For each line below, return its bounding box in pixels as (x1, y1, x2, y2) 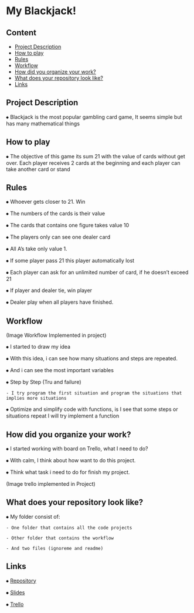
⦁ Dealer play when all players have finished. (6, 299, 114, 306)
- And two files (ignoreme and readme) (6, 545, 104, 551)
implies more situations (6, 396, 67, 402)
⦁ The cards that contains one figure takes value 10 (6, 222, 130, 229)
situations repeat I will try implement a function (6, 412, 120, 419)
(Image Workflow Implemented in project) (6, 332, 107, 339)
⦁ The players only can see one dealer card (6, 234, 110, 241)
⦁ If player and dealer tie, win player (6, 287, 93, 294)
